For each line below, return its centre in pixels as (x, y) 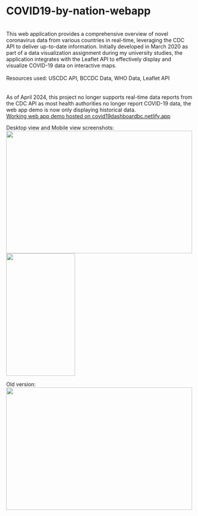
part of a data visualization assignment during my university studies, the (95, 52)
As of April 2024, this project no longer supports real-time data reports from (99, 97)
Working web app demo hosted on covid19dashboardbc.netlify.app (88, 116)
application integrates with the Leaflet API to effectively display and (89, 59)
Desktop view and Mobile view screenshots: (60, 128)
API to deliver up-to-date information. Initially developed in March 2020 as (97, 46)
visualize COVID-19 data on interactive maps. (62, 65)
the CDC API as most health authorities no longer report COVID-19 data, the (99, 103)
